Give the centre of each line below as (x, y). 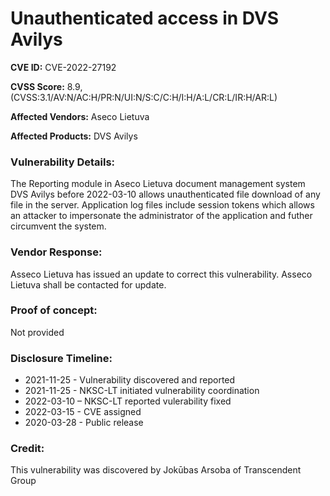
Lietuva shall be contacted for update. (88, 284)
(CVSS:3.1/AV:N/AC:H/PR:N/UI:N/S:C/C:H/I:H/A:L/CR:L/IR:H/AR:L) (144, 97)
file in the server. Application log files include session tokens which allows (162, 205)
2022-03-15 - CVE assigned (83, 412)
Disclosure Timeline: (61, 358)
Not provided (37, 332)
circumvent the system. (58, 226)
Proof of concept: (54, 310)
